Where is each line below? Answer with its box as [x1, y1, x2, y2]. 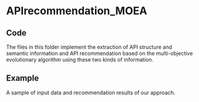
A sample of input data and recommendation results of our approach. [6, 89, 176, 96]
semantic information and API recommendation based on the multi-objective [6, 50, 193, 57]
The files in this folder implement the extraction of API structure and [6, 43, 172, 50]
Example [6, 73, 39, 84]
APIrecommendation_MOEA [6, 4, 147, 18]
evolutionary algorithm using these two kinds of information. [6, 56, 153, 63]
